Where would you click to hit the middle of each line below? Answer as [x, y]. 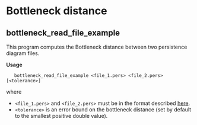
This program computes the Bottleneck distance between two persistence [97, 47]
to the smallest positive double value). [61, 116]
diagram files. [23, 53]
